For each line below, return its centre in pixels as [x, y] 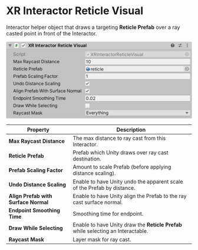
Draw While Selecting [36, 228]
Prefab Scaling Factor [36, 170]
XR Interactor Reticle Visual [75, 11]
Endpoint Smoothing [34, 210]
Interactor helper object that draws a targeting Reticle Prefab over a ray [93, 27]
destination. [87, 159]
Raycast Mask [26, 239]
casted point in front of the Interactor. [52, 33]
